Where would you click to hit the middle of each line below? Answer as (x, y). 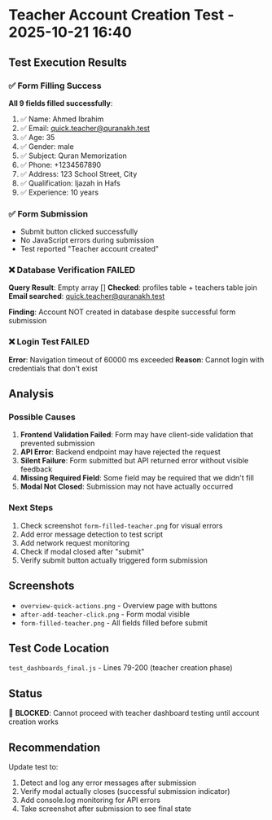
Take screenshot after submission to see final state (105, 809)
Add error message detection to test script (92, 534)
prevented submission (57, 443)
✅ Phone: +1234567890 (61, 164)
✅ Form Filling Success (55, 86)
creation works (33, 721)
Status (26, 693)
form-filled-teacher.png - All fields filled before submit (114, 623)
